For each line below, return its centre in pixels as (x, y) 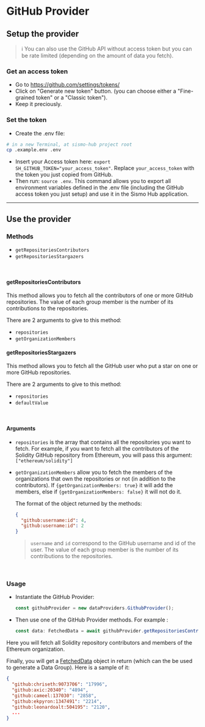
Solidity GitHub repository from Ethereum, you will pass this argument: (103, 455)
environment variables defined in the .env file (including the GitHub (99, 188)
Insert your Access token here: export (63, 162)
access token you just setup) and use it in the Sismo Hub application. (102, 194)
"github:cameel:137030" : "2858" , (54, 696)
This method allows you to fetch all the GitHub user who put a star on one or (102, 366)
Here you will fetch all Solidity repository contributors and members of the (99, 643)
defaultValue (32, 403)
